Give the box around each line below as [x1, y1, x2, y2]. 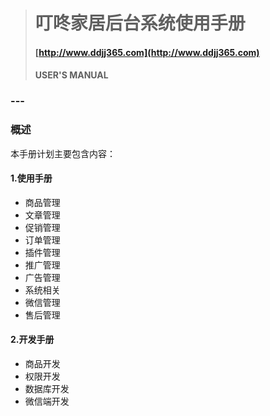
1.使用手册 [10, 172, 53, 184]
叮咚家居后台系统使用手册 [34, 12, 246, 35]
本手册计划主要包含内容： [10, 147, 116, 159]
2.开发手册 [10, 334, 55, 346]
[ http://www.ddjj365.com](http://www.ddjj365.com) [34, 46, 260, 58]
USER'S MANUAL [34, 69, 109, 81]
